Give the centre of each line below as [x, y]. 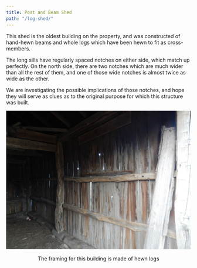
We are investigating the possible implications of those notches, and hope [95, 90]
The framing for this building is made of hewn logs [98, 259]
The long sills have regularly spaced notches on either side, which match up [98, 60]
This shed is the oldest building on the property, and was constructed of [93, 36]
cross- [175, 42]
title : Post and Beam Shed [39, 12]
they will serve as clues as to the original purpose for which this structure [95, 96]
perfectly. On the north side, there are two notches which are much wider [95, 66]
